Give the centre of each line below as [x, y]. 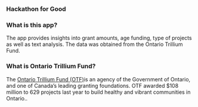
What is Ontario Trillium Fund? [51, 66]
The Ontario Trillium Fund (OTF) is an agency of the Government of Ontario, [98, 79]
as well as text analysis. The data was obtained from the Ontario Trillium [95, 44]
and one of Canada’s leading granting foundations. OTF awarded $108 [92, 85]
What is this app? [32, 25]
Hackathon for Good [36, 9]
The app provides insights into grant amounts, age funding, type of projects [99, 38]
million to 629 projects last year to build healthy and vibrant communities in [98, 92]
